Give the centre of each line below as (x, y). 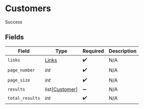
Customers (28, 9)
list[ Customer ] (61, 89)
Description (123, 51)
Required (93, 51)
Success (14, 22)
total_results (24, 98)
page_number (21, 70)
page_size (19, 80)
